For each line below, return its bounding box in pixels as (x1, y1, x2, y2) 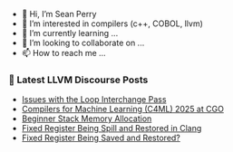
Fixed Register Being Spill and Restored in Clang (21, 123, 202, 134)
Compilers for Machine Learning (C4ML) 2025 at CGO (21, 104, 224, 115)
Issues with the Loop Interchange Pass (21, 94, 167, 105)
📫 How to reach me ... (21, 48, 106, 58)
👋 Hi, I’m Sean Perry (21, 9, 97, 19)
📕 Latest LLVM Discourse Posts (8, 73, 149, 86)
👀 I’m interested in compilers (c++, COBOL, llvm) (21, 18, 203, 29)
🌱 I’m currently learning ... (21, 28, 119, 38)
